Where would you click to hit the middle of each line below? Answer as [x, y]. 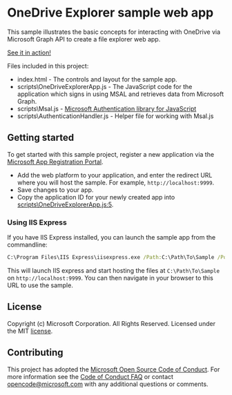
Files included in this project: [48, 66]
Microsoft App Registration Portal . [55, 162]
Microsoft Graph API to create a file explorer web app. [84, 39]
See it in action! [29, 52]
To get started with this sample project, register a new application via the [111, 154]
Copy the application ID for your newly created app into [96, 197]
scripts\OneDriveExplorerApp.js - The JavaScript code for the [105, 86]
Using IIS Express [37, 222]
